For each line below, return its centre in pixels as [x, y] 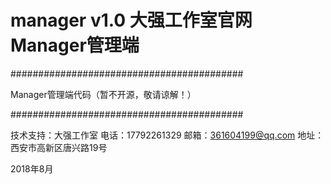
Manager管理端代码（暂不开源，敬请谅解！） [103, 94]
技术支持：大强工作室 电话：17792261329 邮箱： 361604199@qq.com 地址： [167, 135]
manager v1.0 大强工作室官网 [131, 20]
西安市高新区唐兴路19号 [59, 147]
